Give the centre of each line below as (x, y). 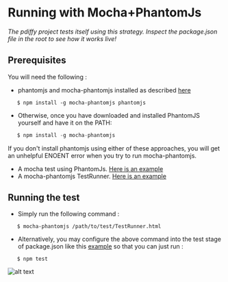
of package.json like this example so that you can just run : (100, 246)
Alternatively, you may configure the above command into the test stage (119, 239)
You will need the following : (48, 77)
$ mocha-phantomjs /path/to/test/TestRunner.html (89, 227)
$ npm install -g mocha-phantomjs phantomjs (81, 103)
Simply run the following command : (68, 214)
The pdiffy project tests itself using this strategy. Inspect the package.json (113, 31)
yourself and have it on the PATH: (65, 123)
